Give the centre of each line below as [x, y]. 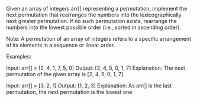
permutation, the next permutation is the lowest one [69, 92]
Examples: [19, 56]
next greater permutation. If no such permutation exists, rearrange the [92, 21]
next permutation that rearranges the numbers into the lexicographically [94, 15]
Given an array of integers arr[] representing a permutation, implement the [97, 9]
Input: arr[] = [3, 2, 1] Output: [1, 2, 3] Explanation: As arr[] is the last [89, 86]
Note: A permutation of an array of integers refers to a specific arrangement [98, 39]
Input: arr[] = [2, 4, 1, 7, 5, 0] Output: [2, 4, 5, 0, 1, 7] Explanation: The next [96, 68]
